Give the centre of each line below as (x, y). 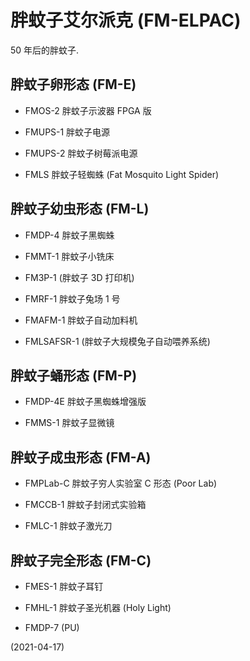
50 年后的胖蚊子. (45, 50)
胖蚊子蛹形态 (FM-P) (74, 375)
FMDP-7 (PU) (52, 627)
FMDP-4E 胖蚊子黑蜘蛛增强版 (85, 402)
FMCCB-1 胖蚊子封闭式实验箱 (85, 505)
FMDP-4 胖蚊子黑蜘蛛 (69, 235)
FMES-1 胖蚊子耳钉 (64, 586)
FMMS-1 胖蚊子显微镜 (69, 423)
